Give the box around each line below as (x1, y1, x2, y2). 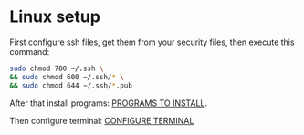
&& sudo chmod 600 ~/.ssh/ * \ (9, 72, 125, 81)
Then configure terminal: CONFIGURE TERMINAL (9, 115, 194, 126)
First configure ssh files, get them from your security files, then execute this (9, 36, 295, 47)
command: (9, 46, 50, 57)
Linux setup (9, 6, 100, 27)
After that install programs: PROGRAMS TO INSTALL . (9, 98, 208, 109)
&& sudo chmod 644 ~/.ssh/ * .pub (9, 80, 132, 90)
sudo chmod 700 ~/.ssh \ (9, 64, 104, 73)
